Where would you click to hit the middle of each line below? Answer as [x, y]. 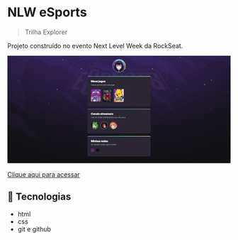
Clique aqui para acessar [44, 175]
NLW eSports [47, 12]
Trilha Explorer [46, 32]
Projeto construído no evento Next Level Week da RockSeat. [95, 45]
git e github [34, 229]
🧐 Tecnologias [39, 197]
